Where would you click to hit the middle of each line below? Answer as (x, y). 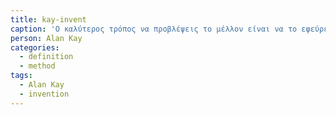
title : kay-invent (48, 19)
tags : (21, 76)
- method (37, 66)
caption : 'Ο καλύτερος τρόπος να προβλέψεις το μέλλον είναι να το (154, 29)
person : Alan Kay (46, 38)
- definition (46, 57)
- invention (44, 94)
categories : (35, 47)
